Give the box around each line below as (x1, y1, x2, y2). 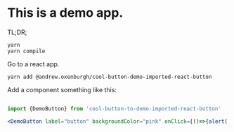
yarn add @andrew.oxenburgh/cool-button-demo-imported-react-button (7, 73, 212, 80)
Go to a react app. (7, 59, 60, 68)
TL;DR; (7, 28, 27, 36)
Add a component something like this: (7, 85, 117, 94)
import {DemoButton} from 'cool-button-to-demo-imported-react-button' (7, 105, 221, 112)
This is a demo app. (7, 5, 124, 21)
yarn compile (7, 47, 46, 54)
